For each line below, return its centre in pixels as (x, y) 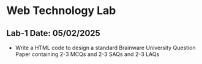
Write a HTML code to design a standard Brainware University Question (105, 48)
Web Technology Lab (61, 11)
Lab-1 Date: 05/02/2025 (54, 33)
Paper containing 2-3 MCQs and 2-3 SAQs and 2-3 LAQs (87, 54)
